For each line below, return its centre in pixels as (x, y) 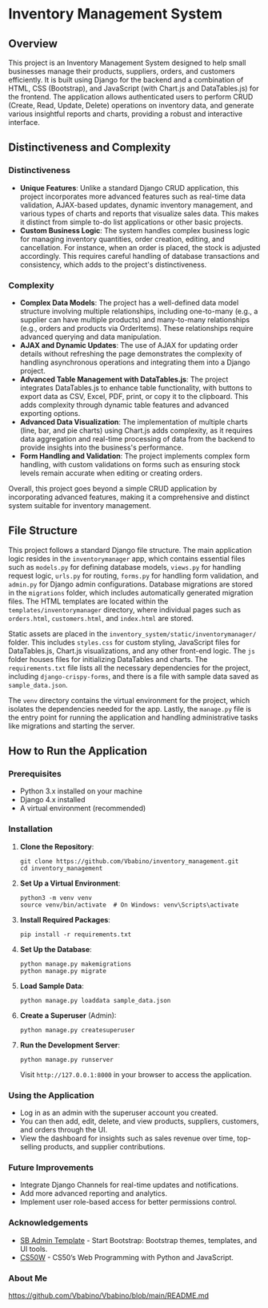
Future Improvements (51, 1167)
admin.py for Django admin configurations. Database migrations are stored (131, 584)
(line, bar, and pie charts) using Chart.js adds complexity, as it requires (136, 430)
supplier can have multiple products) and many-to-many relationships (135, 319)
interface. (24, 122)
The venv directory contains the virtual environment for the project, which (129, 700)
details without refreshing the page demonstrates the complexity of (131, 353)
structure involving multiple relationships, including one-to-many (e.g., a (139, 311)
